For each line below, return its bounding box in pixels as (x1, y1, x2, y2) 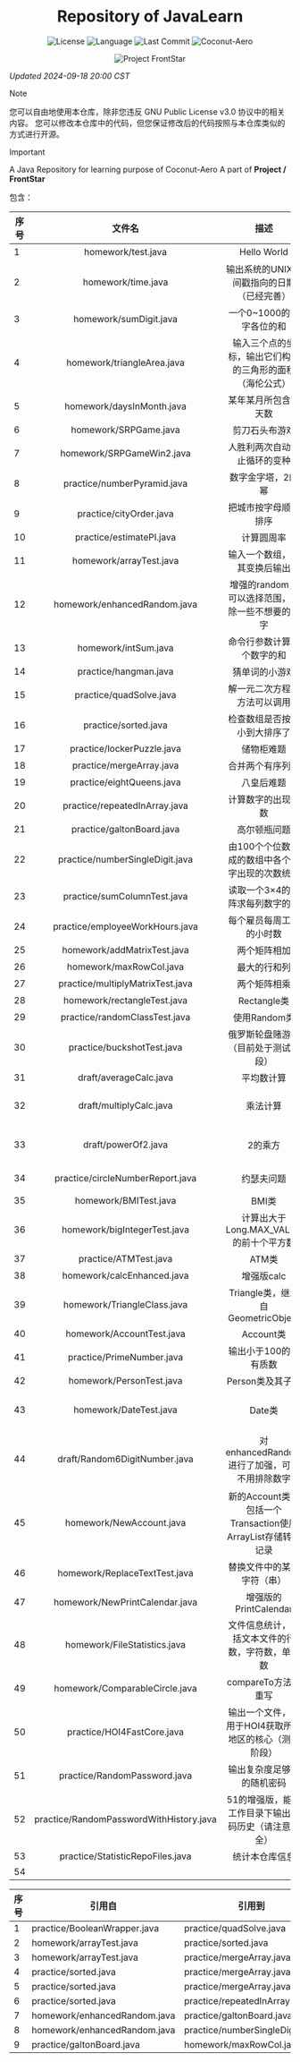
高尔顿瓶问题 (236, 823, 291, 836)
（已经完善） (236, 289, 291, 302)
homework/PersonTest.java (68, 1374, 183, 1386)
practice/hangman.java (77, 665, 174, 677)
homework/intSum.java (77, 642, 174, 654)
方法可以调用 (236, 695, 291, 708)
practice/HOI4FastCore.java (66, 1725, 185, 1738)
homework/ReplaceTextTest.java (57, 1566, 194, 1579)
